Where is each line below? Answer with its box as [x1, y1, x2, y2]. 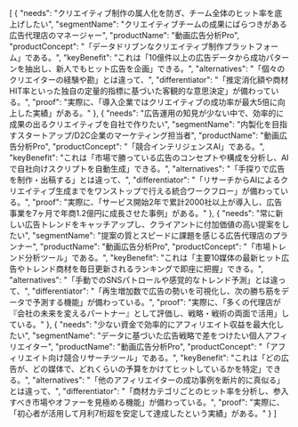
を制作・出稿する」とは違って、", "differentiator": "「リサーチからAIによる [9, 174, 281, 185]
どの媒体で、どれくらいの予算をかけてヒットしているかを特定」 [32, 364, 266, 374]
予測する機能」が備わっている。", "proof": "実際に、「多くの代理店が [32, 297, 282, 307]
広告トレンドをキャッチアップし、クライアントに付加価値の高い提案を [24, 219, 282, 230]
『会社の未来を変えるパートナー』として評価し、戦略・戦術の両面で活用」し [9, 308, 290, 318]
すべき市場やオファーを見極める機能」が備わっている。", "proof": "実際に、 [9, 397, 285, 407]
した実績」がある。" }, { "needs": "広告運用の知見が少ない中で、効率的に [16, 108, 285, 118]
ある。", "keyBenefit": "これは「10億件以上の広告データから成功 [32, 52, 267, 62]
